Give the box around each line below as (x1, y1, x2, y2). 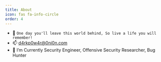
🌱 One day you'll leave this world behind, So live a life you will (12, 30, 157, 36)
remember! (12, 35, 33, 40)
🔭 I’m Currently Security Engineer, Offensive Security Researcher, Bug (12, 47, 156, 53)
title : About (5, 7, 32, 12)
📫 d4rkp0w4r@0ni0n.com (12, 40, 68, 46)
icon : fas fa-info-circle (5, 12, 58, 17)
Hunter (12, 53, 27, 59)
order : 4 (5, 16, 23, 21)
